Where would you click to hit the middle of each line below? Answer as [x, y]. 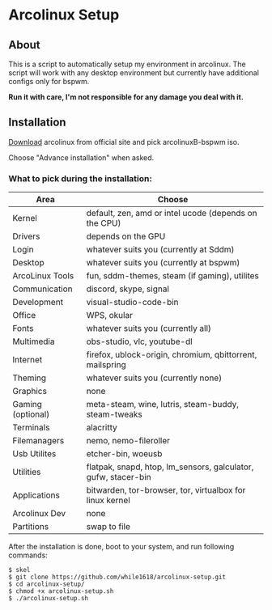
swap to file [108, 527]
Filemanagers [38, 441]
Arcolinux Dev [39, 514]
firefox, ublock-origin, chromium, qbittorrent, [172, 355]
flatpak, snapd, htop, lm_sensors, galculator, [170, 467]
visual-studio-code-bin [133, 303]
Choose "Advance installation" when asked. [81, 157]
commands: [28, 555]
